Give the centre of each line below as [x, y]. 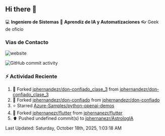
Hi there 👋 [21, 9]
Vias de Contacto [27, 42]
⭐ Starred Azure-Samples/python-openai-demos [63, 106]
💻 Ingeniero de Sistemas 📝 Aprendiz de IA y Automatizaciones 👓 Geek [82, 22]
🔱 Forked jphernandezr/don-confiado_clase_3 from [66, 89]
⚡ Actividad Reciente [31, 76]
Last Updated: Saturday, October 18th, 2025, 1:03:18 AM [64, 128]
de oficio [14, 29]
